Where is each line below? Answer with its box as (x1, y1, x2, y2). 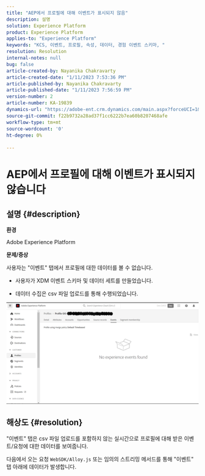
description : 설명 (6, 16, 51, 23)
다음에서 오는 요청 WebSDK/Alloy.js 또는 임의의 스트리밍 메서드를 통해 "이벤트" (6, 455, 194, 463)
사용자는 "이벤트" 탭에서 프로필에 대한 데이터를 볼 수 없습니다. (6, 264, 153, 272)
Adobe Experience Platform (6, 239, 76, 246)
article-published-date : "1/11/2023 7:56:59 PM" (6, 87, 132, 93)
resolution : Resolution (6, 49, 67, 55)
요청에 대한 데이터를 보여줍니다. (13, 442, 88, 450)
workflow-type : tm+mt (6, 119, 62, 125)
